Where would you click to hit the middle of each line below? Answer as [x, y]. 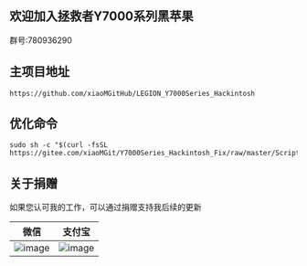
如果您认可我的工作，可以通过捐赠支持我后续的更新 [106, 207]
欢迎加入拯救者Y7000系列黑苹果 [101, 16]
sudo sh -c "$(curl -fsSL [58, 145]
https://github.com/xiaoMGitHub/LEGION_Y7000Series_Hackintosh [132, 93]
